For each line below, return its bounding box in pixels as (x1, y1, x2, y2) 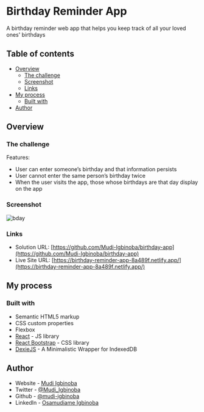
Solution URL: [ (15, 243, 53, 251)
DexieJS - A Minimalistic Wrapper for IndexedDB (15, 345, 137, 353)
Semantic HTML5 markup (15, 313, 80, 320)
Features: (6, 154, 30, 161)
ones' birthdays (6, 31, 46, 38)
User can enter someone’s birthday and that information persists (15, 166, 177, 173)
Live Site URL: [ (15, 257, 54, 264)
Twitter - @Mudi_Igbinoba (15, 386, 81, 393)
